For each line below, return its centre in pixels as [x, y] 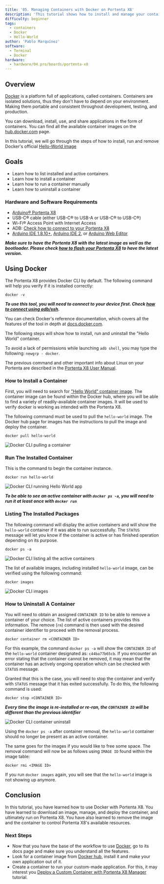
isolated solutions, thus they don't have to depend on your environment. [77, 101]
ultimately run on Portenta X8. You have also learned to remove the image [79, 817]
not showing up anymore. [31, 780]
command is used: [24, 689]
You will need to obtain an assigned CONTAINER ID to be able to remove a [78, 615]
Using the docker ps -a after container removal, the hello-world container [80, 731]
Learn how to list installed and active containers [60, 173]
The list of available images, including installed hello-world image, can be [79, 568]
